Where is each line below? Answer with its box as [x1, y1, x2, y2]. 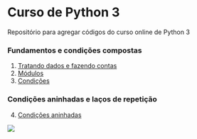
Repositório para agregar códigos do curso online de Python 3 [7, 28, 191, 36]
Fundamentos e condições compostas [7, 45, 142, 55]
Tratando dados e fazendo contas [17, 62, 117, 70]
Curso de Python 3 [7, 4, 120, 21]
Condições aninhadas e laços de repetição [7, 94, 158, 104]
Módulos [17, 69, 44, 78]
